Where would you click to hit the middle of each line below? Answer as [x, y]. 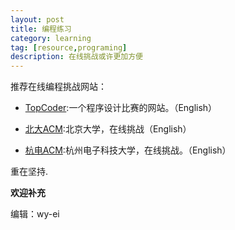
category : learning [51, 38]
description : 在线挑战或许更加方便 [76, 57]
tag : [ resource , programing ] [69, 47]
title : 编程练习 [41, 29]
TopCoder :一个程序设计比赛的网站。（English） [121, 108]
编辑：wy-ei [35, 214]
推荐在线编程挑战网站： [58, 87]
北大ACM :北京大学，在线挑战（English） [108, 129]
